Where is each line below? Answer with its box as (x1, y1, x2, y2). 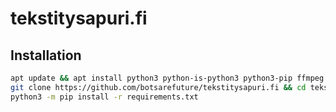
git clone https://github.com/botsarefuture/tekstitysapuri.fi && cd (10, 82, 307, 92)
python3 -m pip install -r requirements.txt (10, 92, 199, 102)
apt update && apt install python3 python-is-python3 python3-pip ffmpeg (10, 73, 325, 83)
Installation (10, 47, 82, 64)
